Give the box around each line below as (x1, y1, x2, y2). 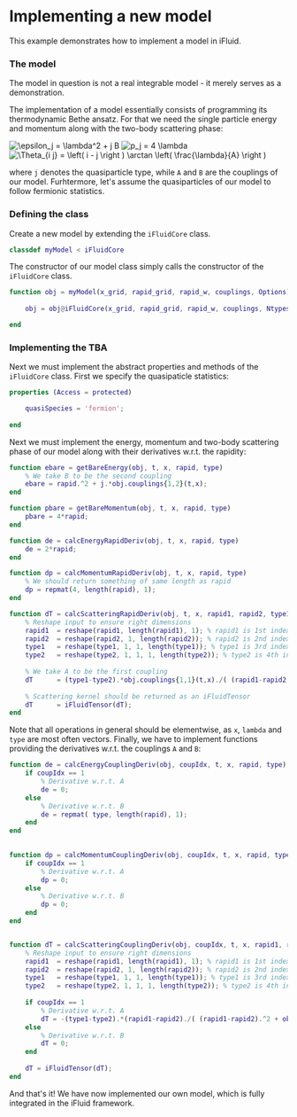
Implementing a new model (9, 6, 212, 27)
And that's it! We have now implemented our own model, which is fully (9, 1088, 265, 1098)
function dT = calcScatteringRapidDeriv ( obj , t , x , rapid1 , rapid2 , (9, 609, 267, 618)
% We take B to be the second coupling (25, 472, 172, 480)
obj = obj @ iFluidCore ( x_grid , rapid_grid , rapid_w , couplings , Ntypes (25, 304, 291, 314)
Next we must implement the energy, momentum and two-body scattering (9, 436, 279, 447)
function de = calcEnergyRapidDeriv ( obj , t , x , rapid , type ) (9, 536, 240, 545)
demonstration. (9, 87, 65, 98)
